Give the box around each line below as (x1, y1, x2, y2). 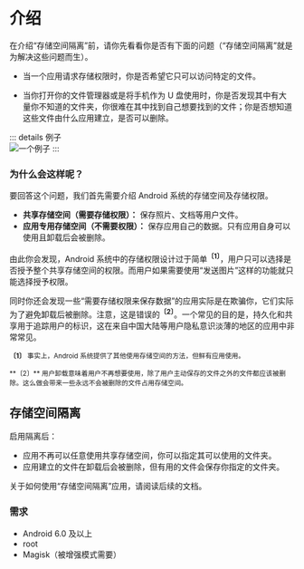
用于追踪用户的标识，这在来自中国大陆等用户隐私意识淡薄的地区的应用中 (16, 320, 287, 331)
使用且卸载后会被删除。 (22, 232, 110, 243)
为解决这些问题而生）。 (9, 51, 93, 62)
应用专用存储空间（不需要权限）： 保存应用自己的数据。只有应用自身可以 (22, 221, 291, 232)
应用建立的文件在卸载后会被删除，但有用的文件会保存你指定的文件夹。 (22, 461, 285, 472)
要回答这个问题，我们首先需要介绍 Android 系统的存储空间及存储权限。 (9, 190, 273, 201)
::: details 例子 (9, 131, 62, 142)
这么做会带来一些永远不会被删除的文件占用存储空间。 (22, 378, 188, 388)
